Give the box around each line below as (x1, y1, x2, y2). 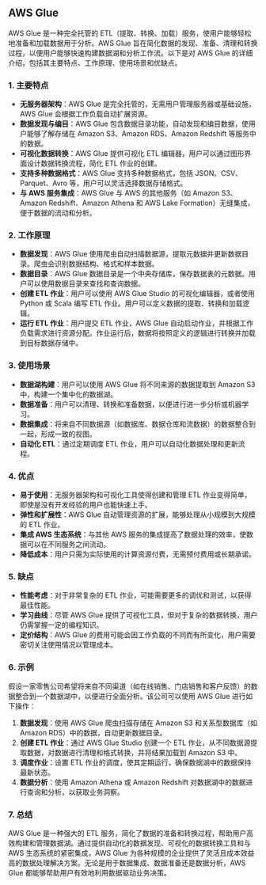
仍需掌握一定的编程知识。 (19, 621, 104, 630)
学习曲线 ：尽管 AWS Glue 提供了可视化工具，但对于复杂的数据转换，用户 (19, 610, 258, 620)
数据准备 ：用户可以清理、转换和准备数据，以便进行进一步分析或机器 (19, 399, 242, 408)
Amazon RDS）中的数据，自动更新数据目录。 (19, 727, 167, 737)
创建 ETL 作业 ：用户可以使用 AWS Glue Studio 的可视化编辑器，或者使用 (19, 289, 256, 298)
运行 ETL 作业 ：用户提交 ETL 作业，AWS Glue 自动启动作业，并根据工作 (19, 318, 254, 328)
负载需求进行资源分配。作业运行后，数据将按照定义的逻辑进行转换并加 (19, 329, 249, 338)
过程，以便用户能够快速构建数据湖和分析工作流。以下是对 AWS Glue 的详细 (8, 47, 253, 58)
